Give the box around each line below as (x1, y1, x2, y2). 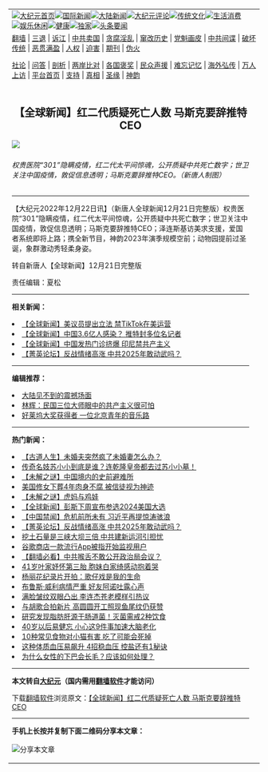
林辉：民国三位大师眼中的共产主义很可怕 (22, 400, 155, 410)
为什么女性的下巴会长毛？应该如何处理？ (22, 652, 155, 662)
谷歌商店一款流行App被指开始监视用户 (22, 542, 148, 551)
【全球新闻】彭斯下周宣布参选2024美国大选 (22, 502, 166, 511)
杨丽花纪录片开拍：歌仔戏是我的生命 (22, 572, 141, 582)
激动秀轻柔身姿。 (39, 244, 96, 253)
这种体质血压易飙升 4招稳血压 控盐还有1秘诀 (22, 642, 167, 651)
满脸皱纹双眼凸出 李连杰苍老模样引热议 (22, 592, 150, 602)
